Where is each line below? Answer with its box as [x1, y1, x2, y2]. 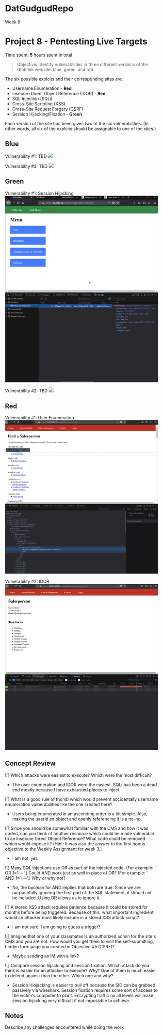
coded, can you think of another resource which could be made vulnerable [5, 830, 154, 836]
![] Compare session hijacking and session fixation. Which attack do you [5, 962, 149, 968]
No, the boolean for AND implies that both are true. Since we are [12, 884, 141, 890]
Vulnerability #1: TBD [5, 153, 47, 159]
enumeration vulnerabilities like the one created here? [5, 801, 113, 807]
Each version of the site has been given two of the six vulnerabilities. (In [5, 120, 149, 126]
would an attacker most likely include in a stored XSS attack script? [5, 914, 139, 920]
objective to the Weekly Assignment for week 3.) [5, 846, 102, 852]
